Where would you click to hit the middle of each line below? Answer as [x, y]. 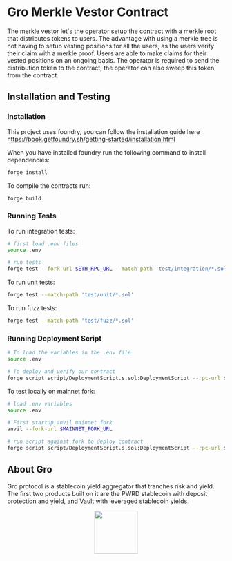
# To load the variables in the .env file [69, 353]
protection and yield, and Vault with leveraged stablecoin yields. [98, 501]
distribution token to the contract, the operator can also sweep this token [111, 68]
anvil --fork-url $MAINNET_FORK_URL [60, 429]
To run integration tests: [41, 231]
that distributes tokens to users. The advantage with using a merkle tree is [113, 38]
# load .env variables [40, 404]
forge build [24, 198]
